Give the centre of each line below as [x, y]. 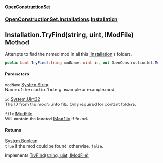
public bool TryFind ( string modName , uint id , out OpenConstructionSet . [80, 63]
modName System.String [27, 85]
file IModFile [19, 114]
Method [17, 42]
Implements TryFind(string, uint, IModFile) [47, 155]
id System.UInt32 [23, 99]
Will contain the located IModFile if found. [47, 119]
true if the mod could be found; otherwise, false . [54, 146]
